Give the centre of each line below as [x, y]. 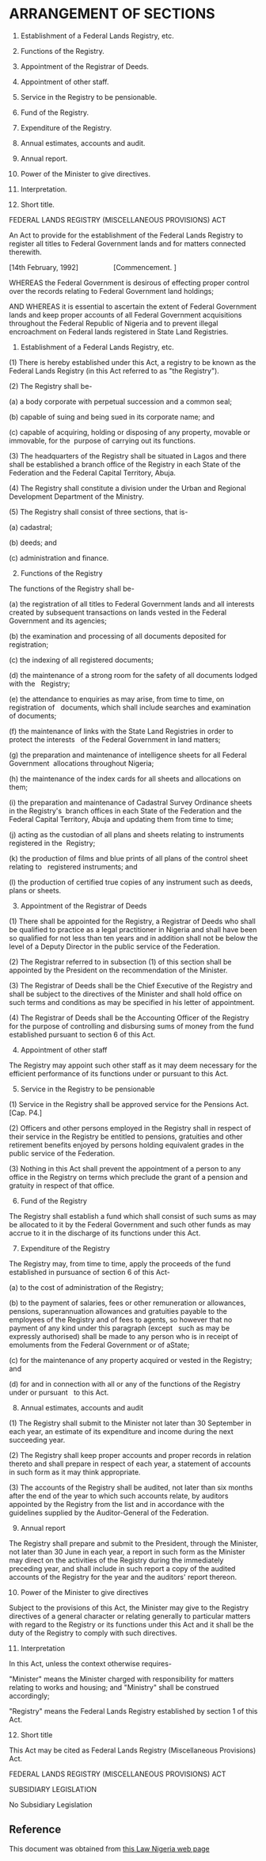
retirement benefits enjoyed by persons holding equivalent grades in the [127, 1144]
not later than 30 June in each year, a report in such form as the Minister [127, 1551]
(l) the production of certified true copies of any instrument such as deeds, [131, 882]
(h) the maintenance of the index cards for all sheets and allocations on [125, 778]
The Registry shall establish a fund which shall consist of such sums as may [133, 1216]
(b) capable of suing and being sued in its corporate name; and [112, 417]
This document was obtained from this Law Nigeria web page [109, 1848]
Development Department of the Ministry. [77, 497]
